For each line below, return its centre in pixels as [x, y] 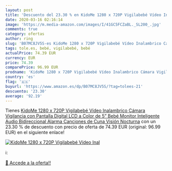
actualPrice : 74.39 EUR [31, 53]
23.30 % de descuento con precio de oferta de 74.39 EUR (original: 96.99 [83, 127]
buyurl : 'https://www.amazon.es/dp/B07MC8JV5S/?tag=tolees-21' [74, 86]
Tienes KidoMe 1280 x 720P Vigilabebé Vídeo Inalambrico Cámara [75, 110]
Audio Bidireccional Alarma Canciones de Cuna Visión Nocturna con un [81, 122]
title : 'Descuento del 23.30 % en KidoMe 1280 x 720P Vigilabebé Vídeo [83, 15]
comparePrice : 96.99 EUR [32, 67]
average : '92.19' [24, 96]
